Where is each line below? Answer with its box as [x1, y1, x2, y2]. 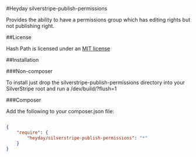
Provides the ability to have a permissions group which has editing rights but [6, 16, 191, 23]
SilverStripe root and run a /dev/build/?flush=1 [6, 85, 117, 92]
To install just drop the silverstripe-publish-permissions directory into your [6, 79, 185, 86]
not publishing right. [6, 23, 54, 29]
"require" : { [16, 130, 49, 135]
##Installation [6, 57, 39, 63]
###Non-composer [6, 68, 53, 75]
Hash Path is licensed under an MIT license [6, 45, 111, 52]
